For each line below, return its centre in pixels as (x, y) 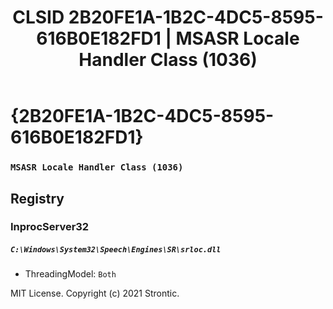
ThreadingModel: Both (70, 274)
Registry (37, 198)
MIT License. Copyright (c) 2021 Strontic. (95, 293)
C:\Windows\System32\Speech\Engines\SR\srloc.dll (116, 250)
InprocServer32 (50, 227)
